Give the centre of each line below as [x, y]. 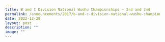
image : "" [15, 32]
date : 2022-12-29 [23, 18]
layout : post [18, 23]
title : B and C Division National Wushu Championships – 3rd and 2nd [78, 9]
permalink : [16, 14]
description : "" [22, 28]
